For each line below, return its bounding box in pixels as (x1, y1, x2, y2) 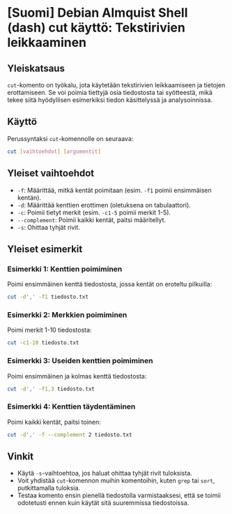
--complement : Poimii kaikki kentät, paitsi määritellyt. (17, 215, 166, 224)
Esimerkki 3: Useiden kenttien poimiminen (7, 356, 153, 366)
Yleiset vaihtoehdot (7, 168, 95, 179)
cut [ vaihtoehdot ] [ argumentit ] (7, 148, 101, 155)
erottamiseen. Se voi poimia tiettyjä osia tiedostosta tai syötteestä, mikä (7, 89, 212, 96)
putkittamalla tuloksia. (17, 484, 81, 492)
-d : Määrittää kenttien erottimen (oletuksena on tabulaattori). (17, 200, 192, 209)
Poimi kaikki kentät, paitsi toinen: (7, 418, 101, 426)
